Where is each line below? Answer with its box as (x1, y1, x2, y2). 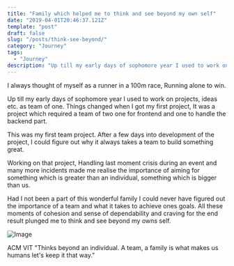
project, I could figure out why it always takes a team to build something (7, 137, 214, 146)
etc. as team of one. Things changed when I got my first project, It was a (7, 102, 216, 110)
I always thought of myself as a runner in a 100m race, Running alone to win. (7, 81, 226, 89)
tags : (7, 49, 23, 56)
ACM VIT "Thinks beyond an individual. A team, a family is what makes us (7, 243, 219, 251)
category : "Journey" (7, 42, 68, 49)
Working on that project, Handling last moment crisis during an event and (7, 158, 217, 167)
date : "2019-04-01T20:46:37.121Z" (7, 17, 108, 24)
